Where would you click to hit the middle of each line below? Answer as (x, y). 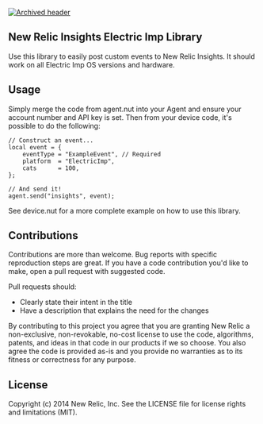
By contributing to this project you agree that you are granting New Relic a (129, 326)
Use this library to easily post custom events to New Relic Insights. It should (132, 56)
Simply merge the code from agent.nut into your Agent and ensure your (125, 109)
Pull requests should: (42, 287)
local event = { (35, 147)
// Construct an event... (51, 140)
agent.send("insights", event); (61, 196)
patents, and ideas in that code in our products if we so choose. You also (127, 343)
